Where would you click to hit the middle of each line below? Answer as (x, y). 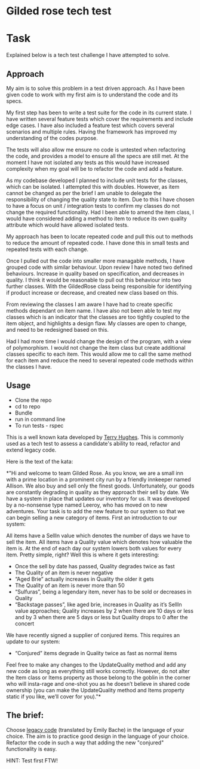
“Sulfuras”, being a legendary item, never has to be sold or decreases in (103, 592)
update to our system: (33, 641)
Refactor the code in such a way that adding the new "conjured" (85, 742)
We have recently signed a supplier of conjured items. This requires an (93, 635)
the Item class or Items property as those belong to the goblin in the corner (99, 677)
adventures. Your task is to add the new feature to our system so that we (96, 511)
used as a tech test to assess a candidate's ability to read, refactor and (93, 443)
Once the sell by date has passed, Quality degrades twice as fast (95, 566)
